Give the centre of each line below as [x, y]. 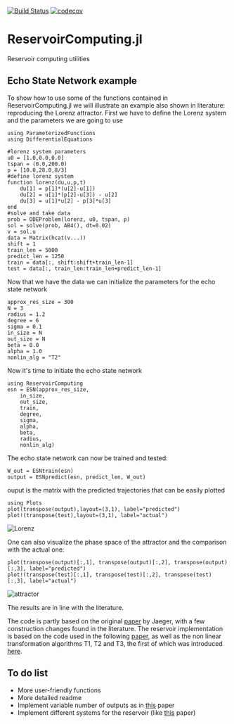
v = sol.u [22, 231]
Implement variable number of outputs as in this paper [96, 705]
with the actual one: [36, 550]
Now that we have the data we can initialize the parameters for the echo [111, 281]
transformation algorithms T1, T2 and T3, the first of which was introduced [115, 643]
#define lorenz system [40, 176]
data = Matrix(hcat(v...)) [47, 238]
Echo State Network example [72, 81]
